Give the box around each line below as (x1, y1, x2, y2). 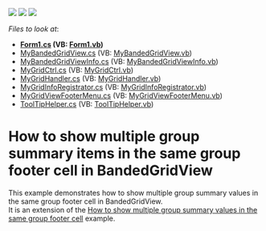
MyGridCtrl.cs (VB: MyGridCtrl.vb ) (19, 65, 134, 75)
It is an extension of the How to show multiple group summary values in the (8, 205, 258, 214)
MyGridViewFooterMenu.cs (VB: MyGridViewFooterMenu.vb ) (19, 91, 223, 100)
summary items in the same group (8, 144, 241, 163)
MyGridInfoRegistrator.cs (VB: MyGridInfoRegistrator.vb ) (19, 83, 207, 91)
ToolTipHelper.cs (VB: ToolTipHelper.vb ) (19, 99, 154, 108)
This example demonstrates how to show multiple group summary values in (8, 188, 259, 197)
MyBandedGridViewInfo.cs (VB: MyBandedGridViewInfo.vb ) (19, 57, 219, 66)
